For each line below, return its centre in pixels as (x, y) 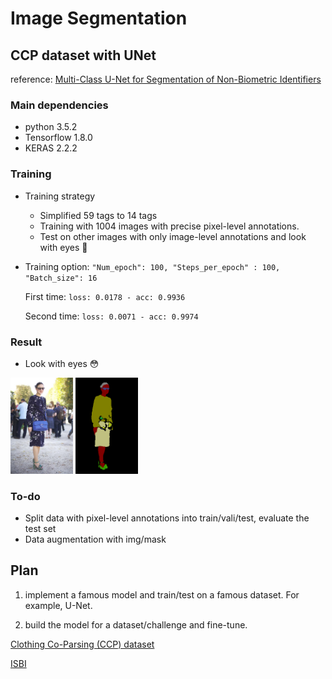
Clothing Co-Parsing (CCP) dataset (82, 644)
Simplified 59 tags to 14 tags (98, 215)
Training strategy (60, 196)
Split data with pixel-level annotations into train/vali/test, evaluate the (167, 518)
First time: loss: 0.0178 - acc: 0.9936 (105, 296)
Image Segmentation (99, 18)
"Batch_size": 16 (61, 278)
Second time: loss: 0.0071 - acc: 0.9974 (111, 316)
